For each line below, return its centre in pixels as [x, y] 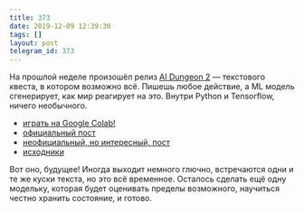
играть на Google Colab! [69, 124]
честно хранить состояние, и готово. [81, 198]
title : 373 [30, 18]
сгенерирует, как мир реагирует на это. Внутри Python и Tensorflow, [142, 97]
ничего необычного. [48, 106]
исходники [43, 152]
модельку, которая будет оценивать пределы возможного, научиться [145, 189]
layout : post [34, 43]
